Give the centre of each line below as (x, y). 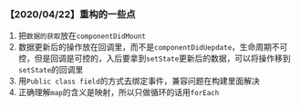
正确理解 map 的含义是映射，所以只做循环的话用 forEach (119, 92)
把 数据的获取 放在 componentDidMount (82, 36)
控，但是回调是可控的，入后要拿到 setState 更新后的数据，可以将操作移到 (155, 58)
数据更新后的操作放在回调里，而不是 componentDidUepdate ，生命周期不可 (153, 47)
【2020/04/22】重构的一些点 (70, 14)
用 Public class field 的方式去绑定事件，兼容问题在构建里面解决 (139, 81)
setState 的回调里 (51, 70)
